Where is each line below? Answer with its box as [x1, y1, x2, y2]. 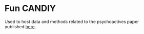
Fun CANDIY [4, 3, 56, 14]
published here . [4, 23, 36, 29]
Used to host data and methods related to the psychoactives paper [4, 19, 140, 24]
